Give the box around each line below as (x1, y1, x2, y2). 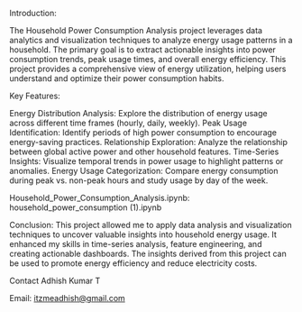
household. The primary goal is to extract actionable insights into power (9, 44, 277, 55)
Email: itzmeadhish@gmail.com (9, 293, 126, 303)
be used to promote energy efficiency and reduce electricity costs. (9, 258, 258, 269)
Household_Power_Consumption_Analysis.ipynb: (9, 193, 190, 203)
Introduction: (9, 8, 57, 18)
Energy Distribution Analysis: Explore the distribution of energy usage (9, 108, 268, 118)
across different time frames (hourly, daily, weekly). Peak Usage (9, 117, 248, 128)
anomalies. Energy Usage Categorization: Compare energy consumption (9, 166, 279, 176)
